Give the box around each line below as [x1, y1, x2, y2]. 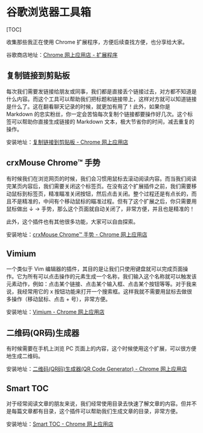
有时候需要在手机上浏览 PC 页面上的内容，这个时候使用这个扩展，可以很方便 [6, 345, 197, 352]
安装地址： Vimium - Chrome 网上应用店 [6, 309, 105, 316]
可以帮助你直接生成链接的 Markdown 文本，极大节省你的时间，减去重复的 [11, 118, 195, 125]
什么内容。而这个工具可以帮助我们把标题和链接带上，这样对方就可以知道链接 [6, 95, 197, 103]
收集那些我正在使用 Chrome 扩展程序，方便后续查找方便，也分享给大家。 [6, 38, 188, 45]
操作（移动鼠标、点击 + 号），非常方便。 [11, 295, 111, 303]
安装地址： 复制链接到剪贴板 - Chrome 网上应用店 [6, 138, 129, 146]
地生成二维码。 [6, 353, 43, 360]
